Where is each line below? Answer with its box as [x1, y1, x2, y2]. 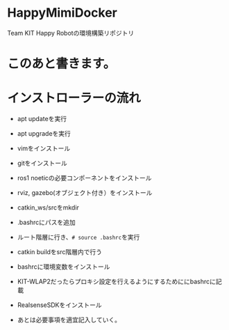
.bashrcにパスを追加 [17, 218, 76, 227]
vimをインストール [17, 144, 71, 152]
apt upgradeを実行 [17, 129, 71, 138]
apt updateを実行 [17, 115, 67, 123]
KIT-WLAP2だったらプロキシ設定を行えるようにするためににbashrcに [17, 277, 217, 286]
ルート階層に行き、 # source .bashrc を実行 [17, 233, 140, 242]
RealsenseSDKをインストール [17, 301, 102, 309]
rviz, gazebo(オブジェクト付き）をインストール [17, 189, 153, 197]
